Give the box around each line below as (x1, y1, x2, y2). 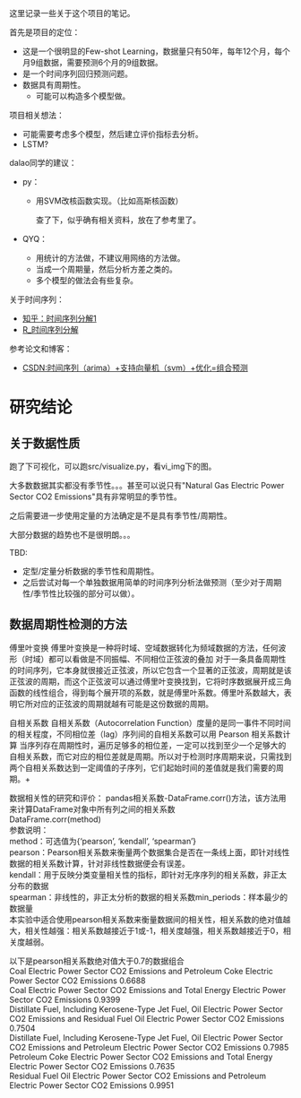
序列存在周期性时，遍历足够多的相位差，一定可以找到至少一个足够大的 (26, 739, 287, 750)
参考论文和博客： (9, 343, 73, 354)
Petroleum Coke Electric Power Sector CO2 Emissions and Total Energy (9, 1051, 273, 1062)
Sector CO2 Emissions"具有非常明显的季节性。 (9, 491, 182, 502)
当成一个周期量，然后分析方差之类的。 (35, 264, 177, 274)
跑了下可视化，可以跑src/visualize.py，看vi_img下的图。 (9, 461, 217, 471)
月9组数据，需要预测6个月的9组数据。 (21, 57, 163, 67)
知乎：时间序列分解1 (21, 313, 97, 324)
